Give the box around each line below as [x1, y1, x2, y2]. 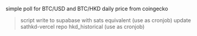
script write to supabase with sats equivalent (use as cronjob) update [20, 17, 191, 23]
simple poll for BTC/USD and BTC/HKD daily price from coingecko [5, 5, 168, 12]
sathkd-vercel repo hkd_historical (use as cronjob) [20, 23, 145, 30]
